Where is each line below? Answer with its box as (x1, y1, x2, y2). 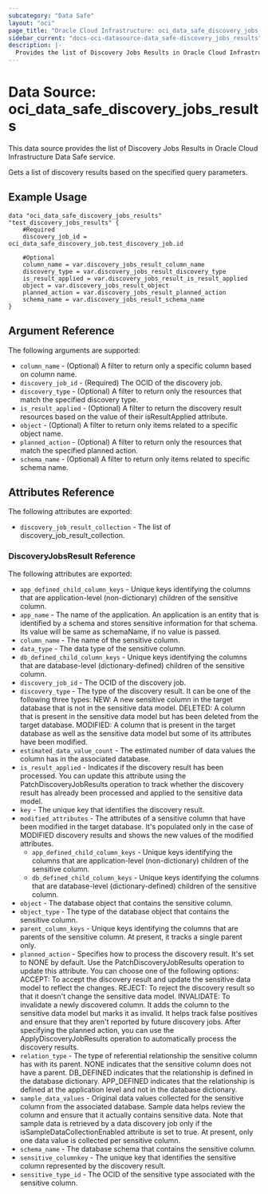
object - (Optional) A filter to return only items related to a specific (19, 420, 238, 429)
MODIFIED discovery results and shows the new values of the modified (19, 830, 254, 840)
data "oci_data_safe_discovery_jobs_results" (8, 212, 162, 219)
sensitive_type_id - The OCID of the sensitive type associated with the (19, 1169, 255, 1179)
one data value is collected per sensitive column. (19, 1135, 181, 1145)
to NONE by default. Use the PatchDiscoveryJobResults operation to (19, 957, 245, 967)
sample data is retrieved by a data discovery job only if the (19, 1118, 213, 1128)
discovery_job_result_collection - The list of (19, 522, 171, 532)
